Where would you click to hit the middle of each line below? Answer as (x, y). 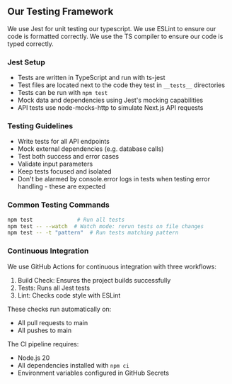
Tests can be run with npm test (63, 93)
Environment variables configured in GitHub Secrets (93, 373)
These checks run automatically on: (59, 309)
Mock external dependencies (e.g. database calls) (91, 149)
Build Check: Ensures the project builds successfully (94, 280)
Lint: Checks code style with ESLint (69, 295)
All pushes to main (45, 330)
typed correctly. (31, 44)
